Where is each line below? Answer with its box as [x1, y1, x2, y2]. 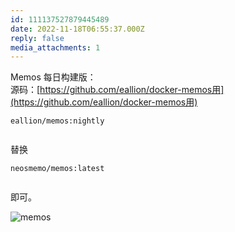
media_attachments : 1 [10, 42, 101, 53]
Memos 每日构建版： [10, 71, 97, 83]
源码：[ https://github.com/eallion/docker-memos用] [10, 84, 225, 96]
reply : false [10, 33, 65, 43]
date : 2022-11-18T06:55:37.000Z [10, 24, 145, 34]
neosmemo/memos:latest [10, 164, 105, 174]
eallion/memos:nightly [10, 116, 105, 126]
